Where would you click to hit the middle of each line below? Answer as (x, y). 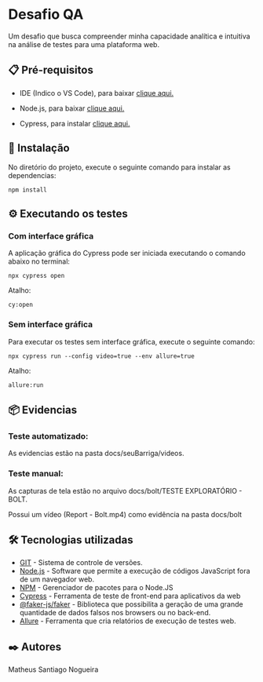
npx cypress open (37, 276)
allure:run (26, 385)
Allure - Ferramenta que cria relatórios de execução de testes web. (128, 621)
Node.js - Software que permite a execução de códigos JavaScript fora (135, 571)
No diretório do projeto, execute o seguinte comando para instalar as (119, 167)
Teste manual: (36, 474)
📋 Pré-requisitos (51, 70)
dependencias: (32, 175)
